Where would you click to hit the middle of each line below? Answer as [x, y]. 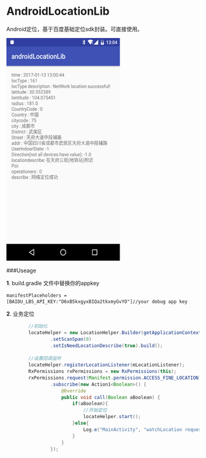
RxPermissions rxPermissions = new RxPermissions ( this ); [102, 372]
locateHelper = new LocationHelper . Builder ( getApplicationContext [115, 332]
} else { [80, 423]
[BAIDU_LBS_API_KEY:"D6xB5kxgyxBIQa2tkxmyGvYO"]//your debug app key [97, 302]
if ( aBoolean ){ [90, 404]
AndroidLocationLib [58, 11]
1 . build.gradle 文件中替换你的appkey [53, 283]
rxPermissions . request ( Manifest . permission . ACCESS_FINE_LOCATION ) [115, 378]
